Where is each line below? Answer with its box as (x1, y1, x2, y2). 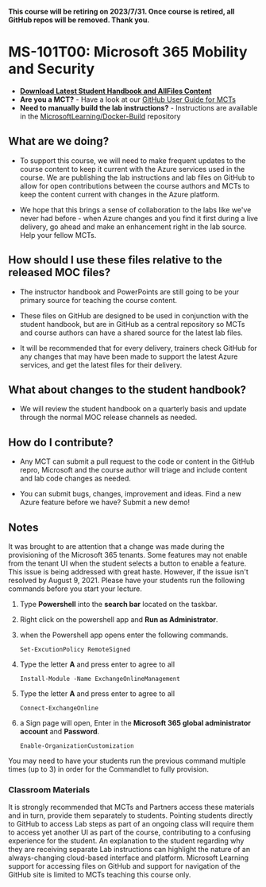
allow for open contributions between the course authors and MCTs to (19, 181, 250, 190)
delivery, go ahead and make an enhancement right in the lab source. (19, 222, 247, 231)
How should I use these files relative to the (8, 254, 222, 267)
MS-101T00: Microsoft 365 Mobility (8, 43, 248, 61)
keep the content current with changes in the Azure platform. (19, 189, 220, 199)
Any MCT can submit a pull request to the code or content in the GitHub (19, 457, 255, 466)
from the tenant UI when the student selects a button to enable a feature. (8, 558, 247, 568)
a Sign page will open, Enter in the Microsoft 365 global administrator (19, 718, 252, 727)
